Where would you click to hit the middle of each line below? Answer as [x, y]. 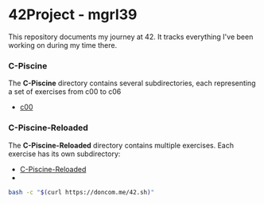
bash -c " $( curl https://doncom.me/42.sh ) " [82, 192]
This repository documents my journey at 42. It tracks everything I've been [131, 37]
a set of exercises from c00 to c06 [65, 92]
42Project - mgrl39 [73, 15]
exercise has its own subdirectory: [64, 154]
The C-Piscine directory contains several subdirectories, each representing [132, 83]
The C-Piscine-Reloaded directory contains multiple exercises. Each [121, 145]
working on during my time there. [63, 45]
